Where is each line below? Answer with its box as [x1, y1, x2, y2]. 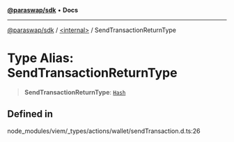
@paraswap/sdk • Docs [7, 6, 79, 14]
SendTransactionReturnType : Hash [24, 88, 126, 96]
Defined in [7, 108, 54, 120]
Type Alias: [7, 50, 75, 66]
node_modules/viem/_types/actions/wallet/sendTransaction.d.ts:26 [7, 127, 201, 135]
